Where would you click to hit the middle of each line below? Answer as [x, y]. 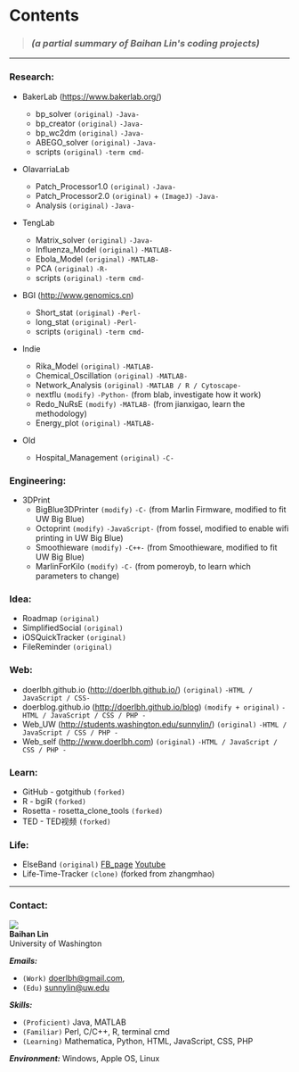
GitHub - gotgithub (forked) [74, 792]
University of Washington [56, 943]
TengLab [38, 222]
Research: [32, 77]
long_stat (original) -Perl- [86, 321]
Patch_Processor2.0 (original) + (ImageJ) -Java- [127, 195]
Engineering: [38, 480]
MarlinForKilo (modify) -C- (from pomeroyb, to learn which [143, 567]
